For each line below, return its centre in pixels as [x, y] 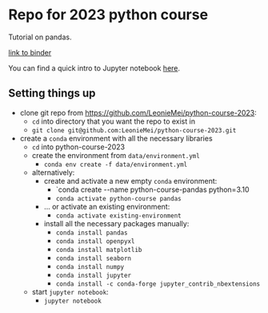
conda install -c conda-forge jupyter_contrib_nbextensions [158, 284]
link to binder [30, 52]
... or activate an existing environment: [107, 206]
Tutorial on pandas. [40, 37]
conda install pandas [92, 233]
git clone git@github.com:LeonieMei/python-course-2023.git [134, 130]
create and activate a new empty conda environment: [130, 181]
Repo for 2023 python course [108, 15]
